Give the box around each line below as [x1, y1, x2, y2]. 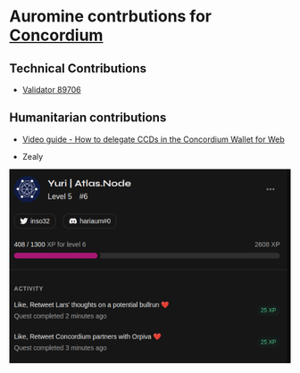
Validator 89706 [21, 85, 82, 95]
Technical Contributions [9, 61, 147, 76]
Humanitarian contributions [9, 110, 167, 126]
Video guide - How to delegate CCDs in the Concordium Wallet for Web [21, 134, 286, 145]
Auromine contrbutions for [9, 6, 212, 27]
